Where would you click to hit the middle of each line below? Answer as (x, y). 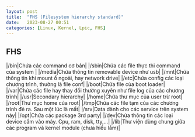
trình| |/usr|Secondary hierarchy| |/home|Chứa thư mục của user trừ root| (94, 97)
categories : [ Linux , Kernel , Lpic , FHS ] (56, 28)
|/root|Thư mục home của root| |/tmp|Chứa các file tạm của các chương (93, 103)
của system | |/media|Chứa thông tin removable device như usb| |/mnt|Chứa (98, 72)
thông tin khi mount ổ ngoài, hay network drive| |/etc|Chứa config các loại (95, 78)
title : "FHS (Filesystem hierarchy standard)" (65, 17)
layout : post (22, 11)
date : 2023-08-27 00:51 (37, 22)
